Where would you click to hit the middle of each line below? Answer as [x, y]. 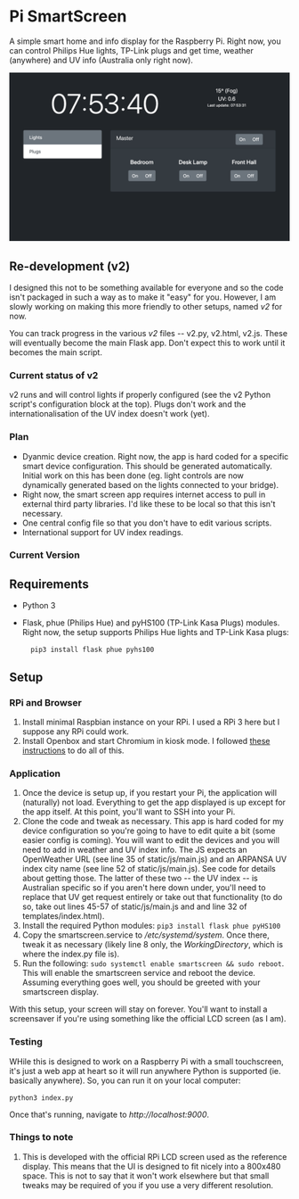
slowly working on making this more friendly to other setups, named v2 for [146, 306]
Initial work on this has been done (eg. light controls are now [133, 475]
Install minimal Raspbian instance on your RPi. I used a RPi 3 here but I [151, 722]
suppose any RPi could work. [75, 731]
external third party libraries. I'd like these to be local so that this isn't [149, 504]
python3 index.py [41, 1098]
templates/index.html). [63, 916]
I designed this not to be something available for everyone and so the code [146, 287]
